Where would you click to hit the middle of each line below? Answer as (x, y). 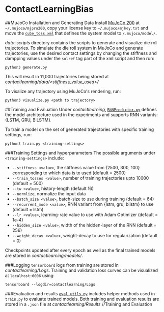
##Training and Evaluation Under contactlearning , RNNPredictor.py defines (81, 109)
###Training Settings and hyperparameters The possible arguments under (80, 153)
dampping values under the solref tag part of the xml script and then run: (80, 58)
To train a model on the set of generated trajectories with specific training (80, 129)
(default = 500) (27, 183)
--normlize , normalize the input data (49, 193)
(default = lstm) (28, 209)
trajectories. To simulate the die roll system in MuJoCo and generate (74, 48)
